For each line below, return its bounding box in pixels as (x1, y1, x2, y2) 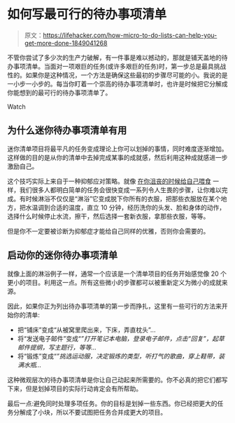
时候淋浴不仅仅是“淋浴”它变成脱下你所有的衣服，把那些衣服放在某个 (25, 194, 222, 203)
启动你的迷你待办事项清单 (7, 250, 117, 262)
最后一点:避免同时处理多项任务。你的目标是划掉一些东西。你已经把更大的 (7, 399, 218, 408)
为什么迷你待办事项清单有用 (7, 124, 127, 137)
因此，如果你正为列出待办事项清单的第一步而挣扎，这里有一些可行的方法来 (7, 302, 222, 310)
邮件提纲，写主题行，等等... (17, 343, 97, 351)
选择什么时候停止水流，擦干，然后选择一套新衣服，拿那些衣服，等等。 (7, 212, 210, 220)
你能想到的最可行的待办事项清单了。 (7, 88, 112, 97)
